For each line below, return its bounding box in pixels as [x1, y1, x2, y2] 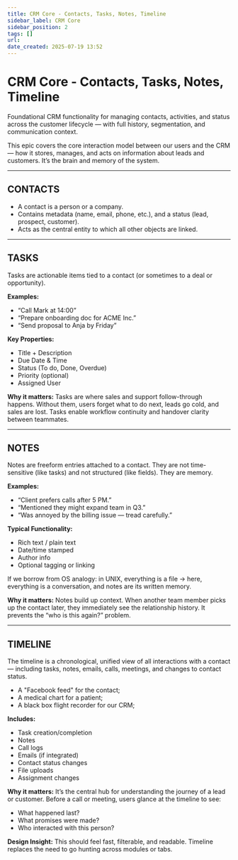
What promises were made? [17, 816, 100, 825]
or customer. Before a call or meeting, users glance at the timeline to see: [7, 795, 222, 803]
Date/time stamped [17, 546, 74, 554]
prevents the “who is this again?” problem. [7, 611, 131, 620]
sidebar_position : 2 [7, 23, 69, 30]
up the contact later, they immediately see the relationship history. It [7, 603, 205, 612]
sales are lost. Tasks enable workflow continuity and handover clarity [7, 407, 210, 415]
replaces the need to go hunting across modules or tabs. [7, 845, 173, 854]
